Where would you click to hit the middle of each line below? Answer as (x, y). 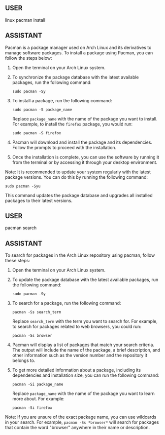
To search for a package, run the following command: (66, 303)
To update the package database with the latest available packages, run (85, 280)
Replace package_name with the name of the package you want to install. (85, 119)
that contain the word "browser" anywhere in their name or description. (78, 428)
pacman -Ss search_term (37, 312)
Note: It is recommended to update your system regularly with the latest (78, 172)
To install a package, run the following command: (62, 100)
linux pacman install (25, 20)
